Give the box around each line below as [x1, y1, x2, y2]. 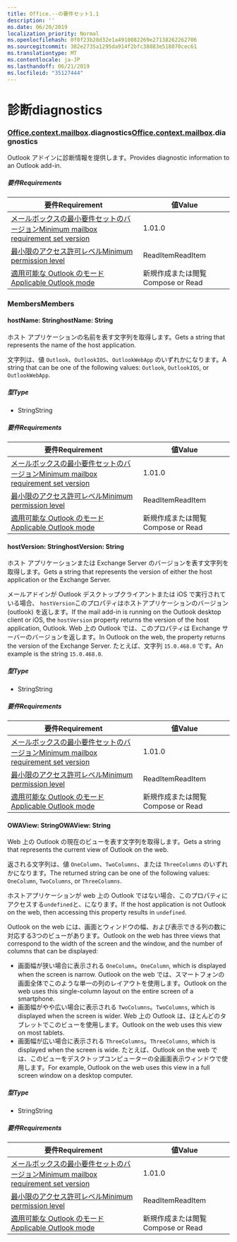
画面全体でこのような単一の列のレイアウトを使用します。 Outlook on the [17, 979, 227, 988]
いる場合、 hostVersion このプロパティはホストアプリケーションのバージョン [7, 599, 229, 608]
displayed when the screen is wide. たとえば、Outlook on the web [17, 1046, 210, 1054]
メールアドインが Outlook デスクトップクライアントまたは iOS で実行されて [7, 590, 226, 598]
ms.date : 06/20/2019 [7, 23, 68, 30]
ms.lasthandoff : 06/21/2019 [7, 63, 90, 70]
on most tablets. [17, 1028, 65, 1037]
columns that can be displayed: [7, 947, 99, 955]
